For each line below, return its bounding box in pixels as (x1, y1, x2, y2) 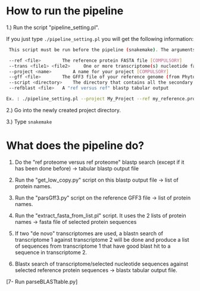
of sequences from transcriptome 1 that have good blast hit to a (14, 242, 171, 249)
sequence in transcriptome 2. (14, 248, 87, 256)
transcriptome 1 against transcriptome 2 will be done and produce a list (14, 236, 189, 243)
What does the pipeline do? (6, 139, 145, 153)
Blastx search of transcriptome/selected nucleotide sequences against (14, 260, 189, 267)
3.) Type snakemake (6, 118, 52, 125)
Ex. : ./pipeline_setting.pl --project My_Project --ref (6, 96, 151, 102)
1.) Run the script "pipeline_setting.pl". (6, 24, 99, 31)
